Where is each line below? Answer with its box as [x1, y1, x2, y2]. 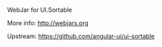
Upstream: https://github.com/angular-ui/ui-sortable [7, 32, 155, 40]
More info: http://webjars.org [7, 19, 89, 27]
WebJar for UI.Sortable [7, 6, 72, 14]
